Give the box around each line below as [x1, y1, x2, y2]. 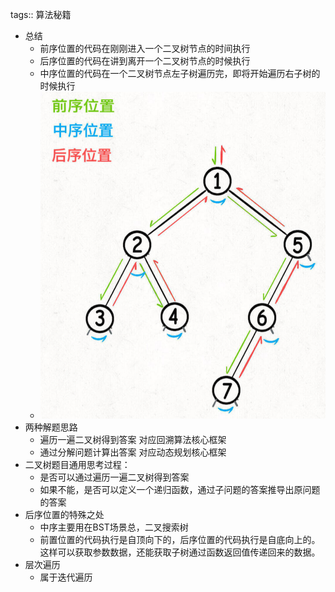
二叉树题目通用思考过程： [24, 458, 131, 470]
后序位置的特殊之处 [24, 508, 105, 520]
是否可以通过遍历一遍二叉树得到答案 [39, 471, 190, 483]
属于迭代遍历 [39, 571, 93, 583]
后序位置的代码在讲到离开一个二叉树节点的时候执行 [39, 55, 251, 67]
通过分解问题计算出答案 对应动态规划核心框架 [39, 446, 227, 458]
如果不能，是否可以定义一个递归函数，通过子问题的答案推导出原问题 [39, 483, 321, 495]
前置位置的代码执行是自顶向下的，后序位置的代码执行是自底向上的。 [39, 533, 321, 545]
